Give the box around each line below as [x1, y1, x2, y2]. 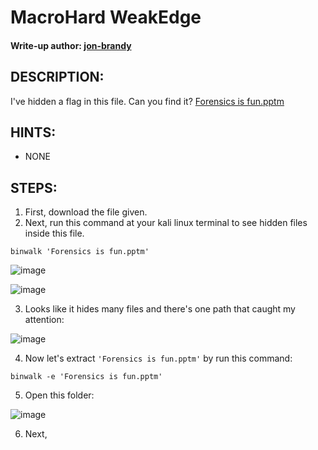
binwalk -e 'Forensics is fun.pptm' [10, 372, 163, 382]
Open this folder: [24, 389, 95, 401]
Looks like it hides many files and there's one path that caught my [24, 303, 296, 315]
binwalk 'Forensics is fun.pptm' [10, 247, 150, 257]
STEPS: [10, 179, 58, 196]
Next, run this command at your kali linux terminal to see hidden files [24, 217, 308, 229]
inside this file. [24, 227, 85, 240]
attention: [24, 314, 65, 326]
